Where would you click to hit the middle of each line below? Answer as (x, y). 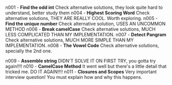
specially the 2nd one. (29, 51)
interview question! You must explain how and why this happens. (74, 77)
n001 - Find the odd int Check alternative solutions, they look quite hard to (84, 7)
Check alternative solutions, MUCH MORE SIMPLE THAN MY (70, 40)
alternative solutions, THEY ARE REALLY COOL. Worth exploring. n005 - (82, 18)
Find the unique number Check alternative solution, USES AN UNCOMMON (85, 24)
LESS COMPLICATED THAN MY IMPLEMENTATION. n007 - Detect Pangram (86, 35)
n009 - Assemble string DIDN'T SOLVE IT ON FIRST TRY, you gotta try (81, 61)
